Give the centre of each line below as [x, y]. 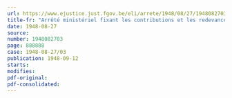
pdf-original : [28, 78]
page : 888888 [26, 46]
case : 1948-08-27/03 [37, 52]
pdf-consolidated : [33, 84]
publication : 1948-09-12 [43, 59]
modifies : [21, 71]
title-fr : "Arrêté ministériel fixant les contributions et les [101, 20]
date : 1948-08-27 [32, 26]
